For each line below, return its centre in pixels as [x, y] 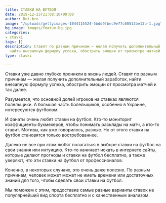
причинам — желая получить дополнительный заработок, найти [73, 79]
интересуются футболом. [32, 110]
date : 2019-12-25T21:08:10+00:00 [40, 14]
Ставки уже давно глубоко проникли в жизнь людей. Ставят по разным [81, 74]
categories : [17, 33]
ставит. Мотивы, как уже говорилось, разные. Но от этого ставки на [77, 130]
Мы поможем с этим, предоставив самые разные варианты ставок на [80, 190]
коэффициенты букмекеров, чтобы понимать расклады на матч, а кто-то [82, 124]
